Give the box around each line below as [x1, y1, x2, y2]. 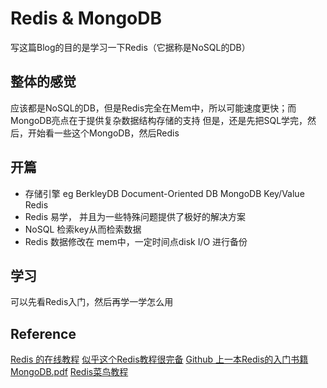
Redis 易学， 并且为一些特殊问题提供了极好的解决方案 [24, 210, 246, 222]
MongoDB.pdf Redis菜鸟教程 [10, 366, 129, 378]
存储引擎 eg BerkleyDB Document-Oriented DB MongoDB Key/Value [24, 187, 305, 199]
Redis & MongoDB [10, 7, 163, 30]
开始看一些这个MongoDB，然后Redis [27, 127, 180, 139]
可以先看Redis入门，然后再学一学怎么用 [10, 296, 174, 308]
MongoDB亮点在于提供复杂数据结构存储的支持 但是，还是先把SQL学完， [10, 114, 308, 126]
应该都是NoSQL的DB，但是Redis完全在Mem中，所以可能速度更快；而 [10, 102, 297, 114]
